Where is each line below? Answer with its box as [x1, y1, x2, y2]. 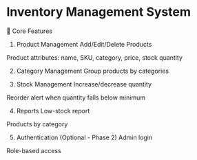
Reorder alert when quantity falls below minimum [6, 93, 146, 102]
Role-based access [6, 146, 61, 155]
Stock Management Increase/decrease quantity [16, 80, 152, 88]
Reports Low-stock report [16, 106, 90, 115]
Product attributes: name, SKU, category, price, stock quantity [6, 53, 183, 62]
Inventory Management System [6, 4, 191, 20]
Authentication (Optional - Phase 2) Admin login [16, 133, 153, 141]
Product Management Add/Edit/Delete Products [16, 40, 152, 48]
